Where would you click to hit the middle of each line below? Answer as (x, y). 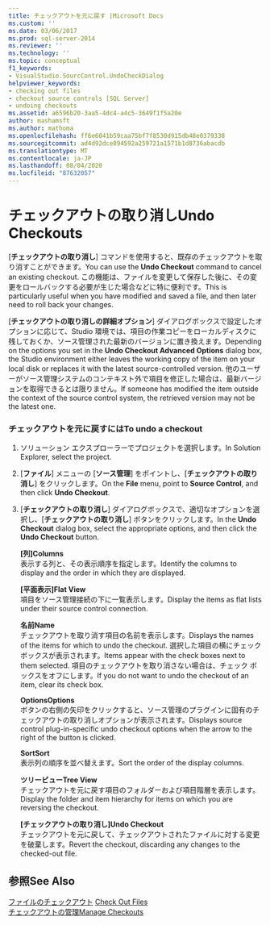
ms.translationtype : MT (48, 151)
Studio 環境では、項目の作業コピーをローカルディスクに (164, 331)
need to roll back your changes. (61, 304)
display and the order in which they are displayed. (103, 573)
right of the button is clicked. (68, 738)
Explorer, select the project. (66, 457)
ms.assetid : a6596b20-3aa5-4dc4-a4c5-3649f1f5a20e (95, 114)
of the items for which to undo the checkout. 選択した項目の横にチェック (141, 645)
